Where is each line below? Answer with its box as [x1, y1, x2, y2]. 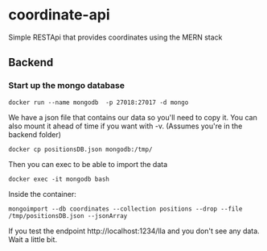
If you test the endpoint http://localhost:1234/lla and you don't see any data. [8, 226, 260, 236]
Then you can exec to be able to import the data [8, 159, 168, 169]
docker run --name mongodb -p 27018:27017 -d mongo [8, 98, 189, 107]
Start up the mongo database [8, 80, 125, 91]
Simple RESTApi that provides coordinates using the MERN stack [8, 32, 223, 42]
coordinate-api [8, 6, 110, 24]
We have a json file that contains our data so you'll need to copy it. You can [8, 112, 257, 122]
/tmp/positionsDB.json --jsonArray [8, 211, 128, 220]
